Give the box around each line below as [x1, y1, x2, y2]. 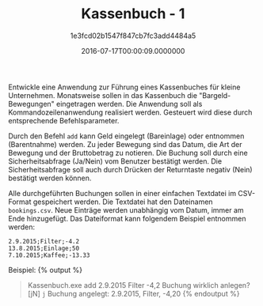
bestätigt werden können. [8, 173, 92, 183]
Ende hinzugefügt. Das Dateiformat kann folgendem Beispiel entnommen [8, 213, 246, 223]
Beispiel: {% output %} [8, 265, 83, 274]
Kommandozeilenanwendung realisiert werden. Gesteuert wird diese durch [8, 108, 253, 117]
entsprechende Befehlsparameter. [8, 115, 120, 125]
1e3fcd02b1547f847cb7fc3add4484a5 [70, 31, 196, 40]
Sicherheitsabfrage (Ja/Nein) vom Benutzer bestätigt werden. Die [8, 156, 223, 166]
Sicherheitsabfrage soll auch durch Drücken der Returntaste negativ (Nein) [8, 164, 253, 174]
